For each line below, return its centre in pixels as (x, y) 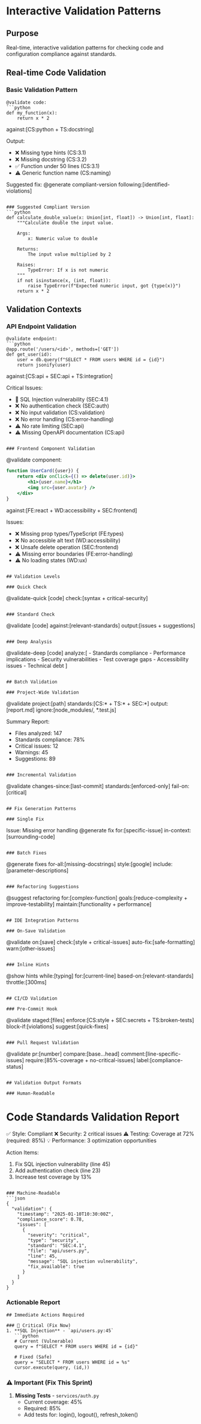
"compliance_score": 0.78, (51, 1219)
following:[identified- (144, 184)
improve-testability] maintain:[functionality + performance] (79, 904)
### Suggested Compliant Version (48, 207)
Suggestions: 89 (35, 759)
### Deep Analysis (29, 641)
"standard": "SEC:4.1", (57, 1245)
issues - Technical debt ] (37, 665)
